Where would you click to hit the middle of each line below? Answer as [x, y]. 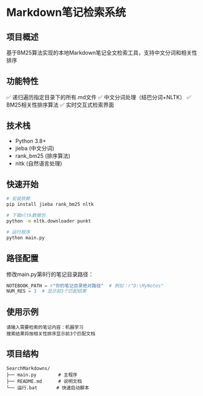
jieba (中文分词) [35, 148]
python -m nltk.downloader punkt [49, 221]
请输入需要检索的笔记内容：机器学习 [45, 327]
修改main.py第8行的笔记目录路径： [50, 274]
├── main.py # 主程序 [42, 375]
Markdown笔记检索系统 [66, 12]
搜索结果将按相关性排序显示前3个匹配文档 [51, 334]
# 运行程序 [18, 232]
